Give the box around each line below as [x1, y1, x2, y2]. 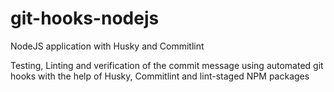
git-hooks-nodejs [10, 7, 160, 30]
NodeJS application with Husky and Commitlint [10, 40, 205, 52]
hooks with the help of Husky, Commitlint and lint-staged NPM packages [10, 70, 310, 82]
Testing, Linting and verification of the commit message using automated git [10, 59, 324, 71]
